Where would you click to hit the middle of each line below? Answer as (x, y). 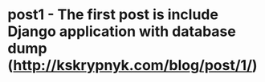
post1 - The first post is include (113, 15)
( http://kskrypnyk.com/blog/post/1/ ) (132, 66)
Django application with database (122, 31)
